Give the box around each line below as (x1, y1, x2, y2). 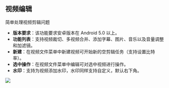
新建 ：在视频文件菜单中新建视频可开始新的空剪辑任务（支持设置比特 (12, 48, 155, 54)
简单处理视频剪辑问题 (5, 19, 50, 25)
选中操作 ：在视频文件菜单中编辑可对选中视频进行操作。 (12, 61, 128, 67)
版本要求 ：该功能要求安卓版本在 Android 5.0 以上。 (12, 30, 120, 36)
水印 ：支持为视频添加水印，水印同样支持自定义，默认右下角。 (12, 67, 142, 73)
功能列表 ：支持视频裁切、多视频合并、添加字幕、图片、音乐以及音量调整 (12, 36, 164, 42)
